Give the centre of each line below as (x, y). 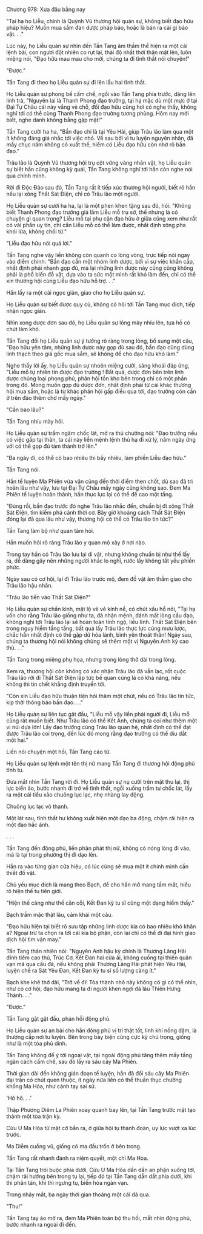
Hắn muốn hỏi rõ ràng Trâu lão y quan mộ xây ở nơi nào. (76, 543)
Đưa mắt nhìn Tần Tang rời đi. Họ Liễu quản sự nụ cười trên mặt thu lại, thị (98, 782)
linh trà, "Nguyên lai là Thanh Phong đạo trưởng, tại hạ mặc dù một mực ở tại (102, 101)
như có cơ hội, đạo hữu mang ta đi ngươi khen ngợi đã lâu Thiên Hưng (93, 989)
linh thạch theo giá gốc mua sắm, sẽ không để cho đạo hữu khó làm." (93, 354)
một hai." (18, 740)
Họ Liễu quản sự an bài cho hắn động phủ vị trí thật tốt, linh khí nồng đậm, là (101, 1030)
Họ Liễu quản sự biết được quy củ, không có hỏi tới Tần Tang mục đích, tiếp (101, 304)
